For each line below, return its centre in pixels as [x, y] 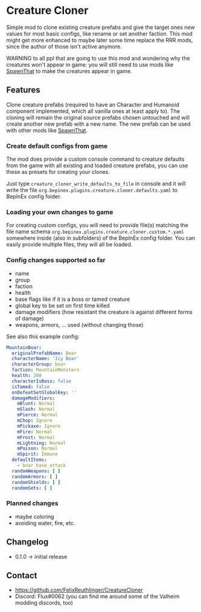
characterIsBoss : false [41, 381]
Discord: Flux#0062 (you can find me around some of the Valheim [97, 596]
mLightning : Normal [42, 443]
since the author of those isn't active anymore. [64, 47]
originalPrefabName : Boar [44, 353]
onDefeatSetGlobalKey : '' [44, 392]
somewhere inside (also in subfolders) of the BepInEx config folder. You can [101, 238]
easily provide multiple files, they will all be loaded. [69, 245]
